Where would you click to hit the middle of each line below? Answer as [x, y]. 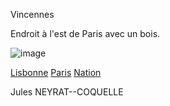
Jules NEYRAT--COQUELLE [67, 92]
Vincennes [32, 14]
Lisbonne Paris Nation [56, 72]
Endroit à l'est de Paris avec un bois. [85, 33]
